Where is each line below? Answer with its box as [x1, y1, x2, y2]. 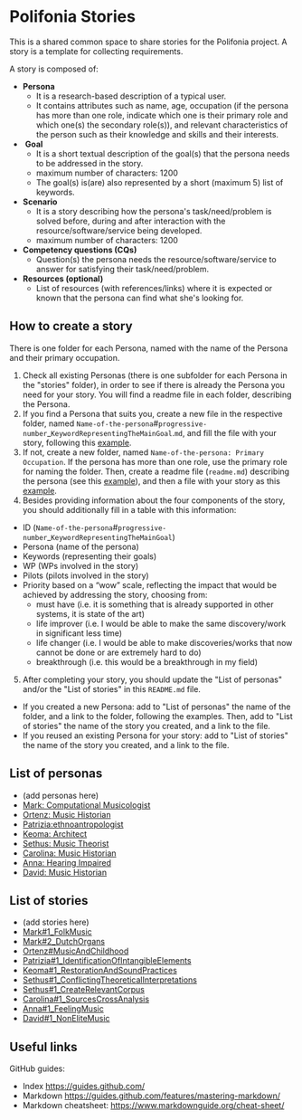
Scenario [22, 196, 58, 207]
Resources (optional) [22, 273, 104, 284]
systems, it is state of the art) [35, 608, 146, 619]
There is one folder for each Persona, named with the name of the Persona [9, 342, 288, 354]
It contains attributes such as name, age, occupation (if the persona [35, 100, 289, 110]
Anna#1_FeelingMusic [22, 1003, 104, 1014]
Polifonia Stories [9, 6, 136, 27]
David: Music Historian [22, 867, 107, 878]
